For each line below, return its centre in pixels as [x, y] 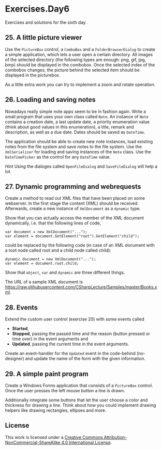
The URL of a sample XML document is [44, 282]
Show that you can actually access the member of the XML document [74, 218]
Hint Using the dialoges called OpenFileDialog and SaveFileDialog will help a [81, 166]
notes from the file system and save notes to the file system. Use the [74, 146]
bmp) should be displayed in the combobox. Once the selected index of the [80, 64]
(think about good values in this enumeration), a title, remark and [69, 127]
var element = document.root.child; [42, 264]
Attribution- [115, 437]
